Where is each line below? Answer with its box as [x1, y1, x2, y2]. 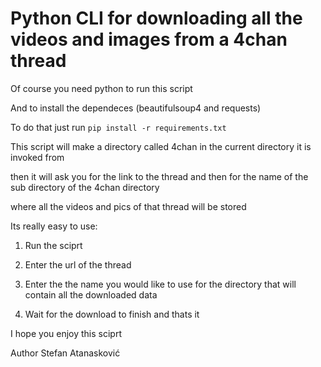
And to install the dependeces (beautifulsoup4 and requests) [10, 102, 262, 114]
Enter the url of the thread [24, 258, 132, 271]
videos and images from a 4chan [10, 28, 288, 51]
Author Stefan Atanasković [10, 347, 121, 359]
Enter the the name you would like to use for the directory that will [24, 278, 297, 290]
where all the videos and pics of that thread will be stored [10, 200, 247, 212]
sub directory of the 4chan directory [10, 181, 160, 193]
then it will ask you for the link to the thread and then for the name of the [10, 170, 309, 182]
